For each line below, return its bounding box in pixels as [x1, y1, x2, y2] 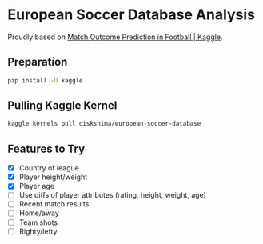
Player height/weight [18, 172, 88, 182]
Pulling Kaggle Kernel [7, 98, 118, 113]
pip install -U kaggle [7, 76, 83, 85]
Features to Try [7, 142, 86, 155]
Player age [18, 182, 55, 191]
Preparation [7, 55, 68, 69]
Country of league [18, 163, 79, 173]
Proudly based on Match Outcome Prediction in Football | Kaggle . [7, 32, 223, 42]
